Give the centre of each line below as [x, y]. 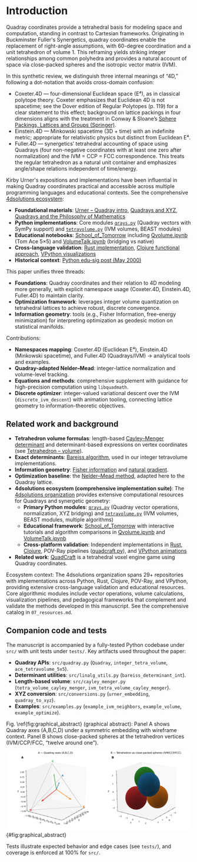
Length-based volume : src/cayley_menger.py [70, 681]
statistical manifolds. [39, 326]
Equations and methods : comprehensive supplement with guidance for [101, 380]
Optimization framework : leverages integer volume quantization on [97, 302]
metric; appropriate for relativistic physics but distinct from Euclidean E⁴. [103, 137]
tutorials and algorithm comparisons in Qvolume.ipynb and [94, 532]
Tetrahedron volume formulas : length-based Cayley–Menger [89, 438]
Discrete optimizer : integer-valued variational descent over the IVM [97, 393]
